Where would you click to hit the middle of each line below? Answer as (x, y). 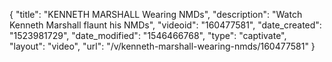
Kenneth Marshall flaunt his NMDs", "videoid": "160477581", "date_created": (165, 25)
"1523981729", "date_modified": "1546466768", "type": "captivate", (148, 35)
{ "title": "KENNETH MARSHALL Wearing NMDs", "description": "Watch (156, 14)
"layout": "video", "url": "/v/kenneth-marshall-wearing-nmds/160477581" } (162, 46)
